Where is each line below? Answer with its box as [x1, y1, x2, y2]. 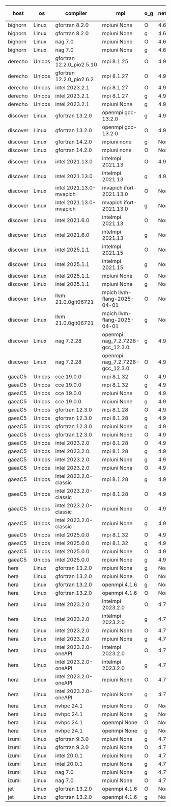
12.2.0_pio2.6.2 [55, 76, 94, 83]
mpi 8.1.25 [102, 58, 129, 65]
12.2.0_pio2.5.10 [55, 61, 98, 68]
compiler [65, 10, 88, 17]
